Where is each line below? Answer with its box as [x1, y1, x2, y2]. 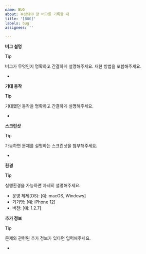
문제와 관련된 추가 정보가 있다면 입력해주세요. [5, 235, 91, 241]
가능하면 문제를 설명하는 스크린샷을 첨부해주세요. [5, 143, 98, 149]
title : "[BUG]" [5, 16, 36, 21]
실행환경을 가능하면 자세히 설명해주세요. [5, 183, 81, 189]
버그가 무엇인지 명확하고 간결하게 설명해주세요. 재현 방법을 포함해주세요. [5, 63, 142, 69]
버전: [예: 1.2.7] [12, 205, 41, 211]
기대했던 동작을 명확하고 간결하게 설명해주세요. [5, 103, 94, 109]
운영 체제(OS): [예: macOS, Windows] [12, 193, 86, 199]
